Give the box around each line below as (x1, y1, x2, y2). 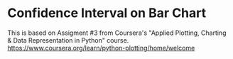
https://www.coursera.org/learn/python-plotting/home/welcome (7, 43, 195, 52)
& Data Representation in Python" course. (7, 36, 129, 44)
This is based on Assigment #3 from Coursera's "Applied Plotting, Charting (7, 28, 227, 37)
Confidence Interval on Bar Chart (7, 5, 207, 21)
